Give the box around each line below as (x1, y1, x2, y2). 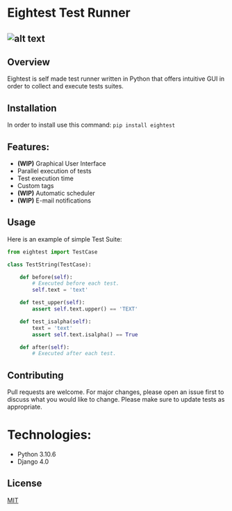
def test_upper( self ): (19, 299, 85, 306)
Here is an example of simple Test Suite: (7, 235, 123, 243)
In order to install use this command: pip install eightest (7, 120, 176, 129)
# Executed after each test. (32, 350, 117, 357)
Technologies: (7, 427, 92, 443)
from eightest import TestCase (7, 249, 98, 255)
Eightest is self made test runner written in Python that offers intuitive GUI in (7, 74, 225, 83)
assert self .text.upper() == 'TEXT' (32, 306, 138, 313)
